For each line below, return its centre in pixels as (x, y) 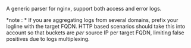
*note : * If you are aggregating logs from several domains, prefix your (92, 20)
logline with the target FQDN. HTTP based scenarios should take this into (96, 26)
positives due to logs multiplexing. (48, 39)
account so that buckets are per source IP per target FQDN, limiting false (95, 33)
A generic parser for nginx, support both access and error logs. (84, 9)
